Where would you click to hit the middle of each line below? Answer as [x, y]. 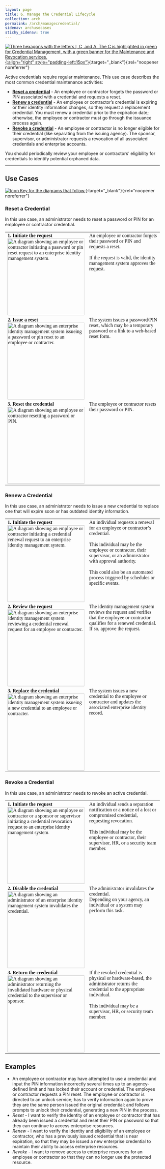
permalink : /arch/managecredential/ [42, 23]
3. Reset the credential [31, 404]
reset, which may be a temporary [121, 326]
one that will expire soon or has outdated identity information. [67, 511]
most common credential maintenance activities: [54, 82]
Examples [20, 1067]
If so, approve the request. [115, 629]
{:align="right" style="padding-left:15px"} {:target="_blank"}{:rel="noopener [82, 62]
